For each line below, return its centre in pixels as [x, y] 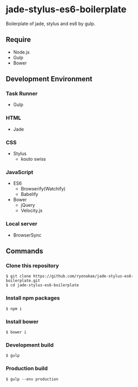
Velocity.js [32, 210]
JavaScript [20, 172]
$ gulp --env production [32, 379]
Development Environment [49, 79]
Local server [22, 224]
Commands [25, 251]
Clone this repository [32, 266]
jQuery [28, 205]
